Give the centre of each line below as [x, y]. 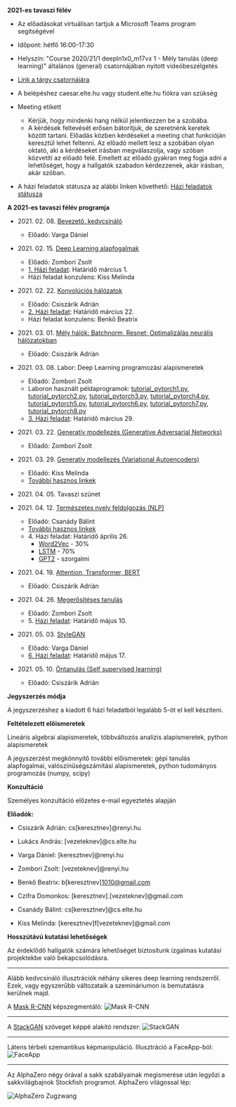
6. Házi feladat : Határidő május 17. [77, 655]
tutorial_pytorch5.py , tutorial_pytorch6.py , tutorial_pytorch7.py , [118, 403]
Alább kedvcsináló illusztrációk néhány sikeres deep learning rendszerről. [114, 978]
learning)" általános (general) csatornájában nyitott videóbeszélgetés [118, 66]
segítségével [36, 31]
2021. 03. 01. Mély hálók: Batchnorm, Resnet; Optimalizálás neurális [115, 333]
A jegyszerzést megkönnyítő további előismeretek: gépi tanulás [99, 758]
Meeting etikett [39, 107]
